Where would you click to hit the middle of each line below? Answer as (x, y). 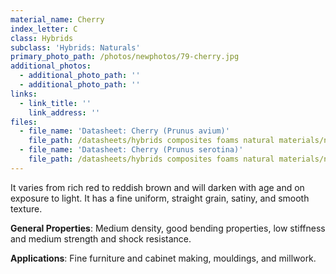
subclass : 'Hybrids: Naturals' (75, 47)
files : (24, 122)
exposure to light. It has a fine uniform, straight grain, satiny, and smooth (160, 198)
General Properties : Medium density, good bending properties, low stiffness (168, 228)
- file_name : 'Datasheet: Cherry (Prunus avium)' (124, 131)
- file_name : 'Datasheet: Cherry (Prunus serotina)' (131, 150)
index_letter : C (44, 29)
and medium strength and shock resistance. (101, 238)
